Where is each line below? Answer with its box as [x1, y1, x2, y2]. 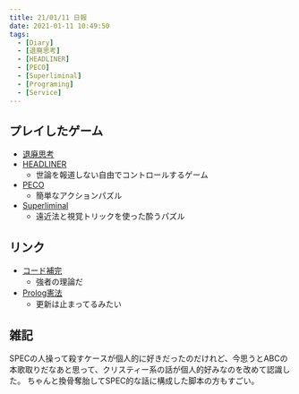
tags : [9, 30, 30, 39]
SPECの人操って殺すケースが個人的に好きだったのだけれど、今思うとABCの [9, 353, 288, 364]
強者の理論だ [35, 277, 83, 287]
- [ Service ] [17, 88, 63, 97]
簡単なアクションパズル [35, 190, 123, 201]
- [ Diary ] [17, 38, 54, 47]
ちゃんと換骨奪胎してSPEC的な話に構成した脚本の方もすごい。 [26, 375, 260, 386]
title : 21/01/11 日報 [9, 13, 88, 22]
